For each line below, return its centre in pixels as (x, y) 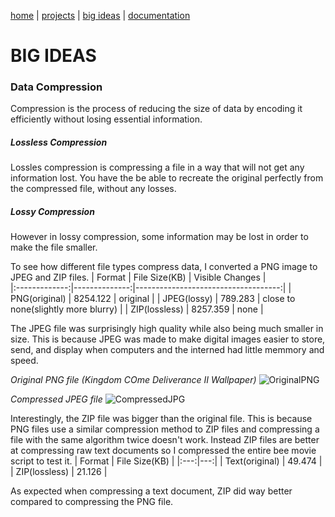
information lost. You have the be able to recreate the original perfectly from (167, 178)
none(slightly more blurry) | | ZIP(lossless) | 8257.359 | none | (137, 309)
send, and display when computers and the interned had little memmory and (167, 350)
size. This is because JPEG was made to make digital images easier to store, (168, 339)
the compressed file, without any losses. (93, 189)
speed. (24, 361)
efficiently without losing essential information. (106, 119)
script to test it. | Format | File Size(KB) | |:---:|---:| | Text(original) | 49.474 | (166, 461)
